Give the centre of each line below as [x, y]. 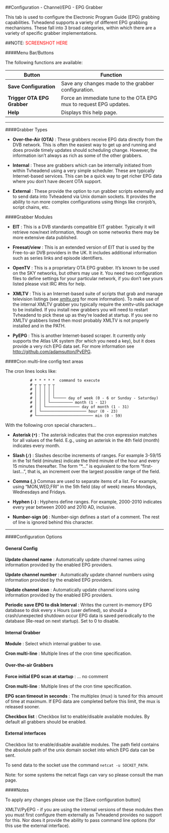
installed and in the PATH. [39, 326]
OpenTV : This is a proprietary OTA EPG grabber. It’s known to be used [86, 268]
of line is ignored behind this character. [53, 522]
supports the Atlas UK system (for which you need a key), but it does [84, 341]
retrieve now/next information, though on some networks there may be [86, 232]
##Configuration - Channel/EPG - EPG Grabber [54, 7]
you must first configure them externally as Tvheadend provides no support [83, 815]
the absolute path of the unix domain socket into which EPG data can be [80, 750]
